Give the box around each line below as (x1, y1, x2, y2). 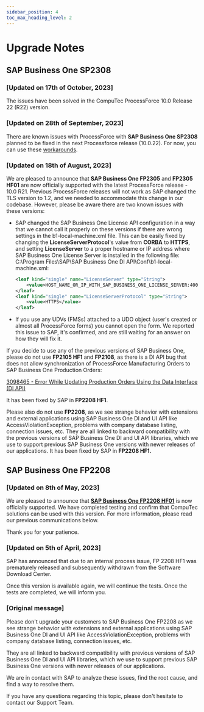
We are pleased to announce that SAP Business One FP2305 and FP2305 (6, 174, 193, 182)
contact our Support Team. (6, 699, 74, 706)
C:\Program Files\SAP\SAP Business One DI (15, 257, 125, 265)
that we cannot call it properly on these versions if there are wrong (15, 225, 183, 232)
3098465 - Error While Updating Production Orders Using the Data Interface (6, 378, 198, 386)
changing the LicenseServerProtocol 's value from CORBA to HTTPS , (15, 239, 191, 246)
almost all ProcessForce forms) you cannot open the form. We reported (15, 322, 194, 329)
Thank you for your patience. (6, 528, 79, 536)
